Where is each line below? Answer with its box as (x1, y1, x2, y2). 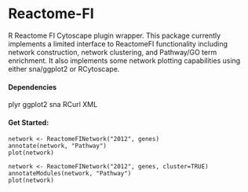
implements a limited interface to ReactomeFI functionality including (8, 39, 228, 48)
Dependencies (8, 82, 57, 91)
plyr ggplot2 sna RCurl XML (8, 100, 98, 109)
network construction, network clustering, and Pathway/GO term (8, 47, 217, 57)
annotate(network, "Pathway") (8, 142, 108, 150)
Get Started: (8, 117, 49, 127)
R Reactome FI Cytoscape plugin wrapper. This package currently (8, 31, 221, 40)
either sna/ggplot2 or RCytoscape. (8, 64, 120, 73)
